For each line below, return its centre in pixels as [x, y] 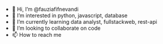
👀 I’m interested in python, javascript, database [70, 15]
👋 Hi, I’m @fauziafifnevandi [45, 9]
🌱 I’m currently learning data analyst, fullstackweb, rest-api [84, 22]
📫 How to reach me [36, 35]
